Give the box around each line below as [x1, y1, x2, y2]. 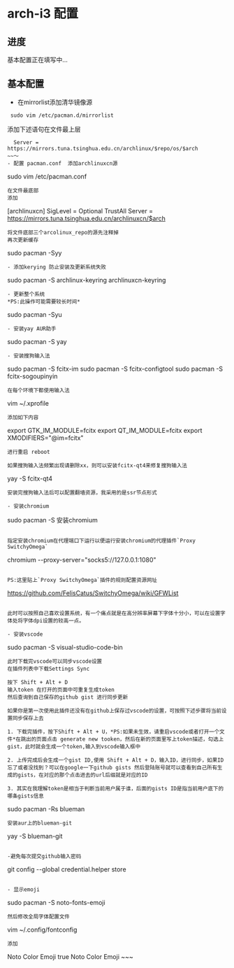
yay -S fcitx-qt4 [7, 474, 53, 483]
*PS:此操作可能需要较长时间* [7, 298, 80, 305]
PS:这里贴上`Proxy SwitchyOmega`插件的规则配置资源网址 [7, 576, 158, 583]
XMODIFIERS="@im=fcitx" [7, 434, 84, 442]
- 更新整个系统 [7, 290, 45, 297]
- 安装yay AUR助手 [7, 325, 57, 332]
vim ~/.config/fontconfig [7, 925, 78, 934]
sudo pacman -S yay [7, 337, 68, 346]
